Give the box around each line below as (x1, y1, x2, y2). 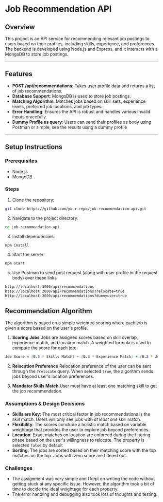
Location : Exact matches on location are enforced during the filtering (12, 432, 150, 438)
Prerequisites (5, 157, 37, 164)
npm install (5, 242, 29, 248)
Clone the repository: (12, 197, 55, 203)
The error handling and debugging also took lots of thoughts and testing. (12, 491, 158, 497)
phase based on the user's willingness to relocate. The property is (12, 437, 145, 443)
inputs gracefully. (12, 113, 47, 120)
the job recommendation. (12, 388, 63, 394)
